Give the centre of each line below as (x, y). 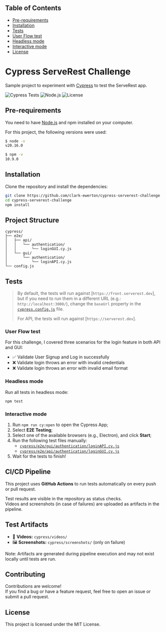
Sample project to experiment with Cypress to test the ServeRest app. (76, 85)
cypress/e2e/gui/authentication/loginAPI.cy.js (69, 446)
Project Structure (32, 220)
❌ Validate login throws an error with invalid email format (70, 368)
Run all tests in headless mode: (37, 392)
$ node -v (15, 141)
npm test (14, 401)
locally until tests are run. (31, 559)
